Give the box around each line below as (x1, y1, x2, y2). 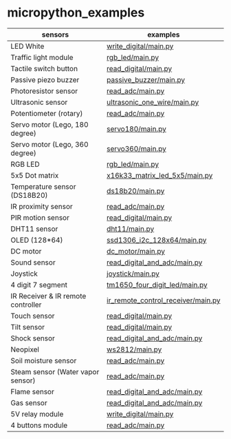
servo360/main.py (106, 143, 166, 153)
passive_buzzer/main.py (106, 74, 186, 84)
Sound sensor (10, 257, 56, 267)
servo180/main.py (106, 124, 166, 134)
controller (10, 300, 42, 309)
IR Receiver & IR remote (10, 291, 87, 300)
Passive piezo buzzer (10, 74, 80, 84)
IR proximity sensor (10, 201, 74, 211)
